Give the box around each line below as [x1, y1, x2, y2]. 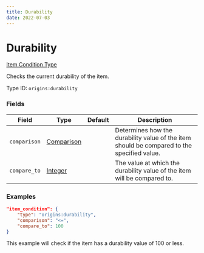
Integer [46, 166, 67, 174]
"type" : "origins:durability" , [17, 212, 97, 218]
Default [87, 115, 109, 124]
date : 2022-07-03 [6, 15, 50, 21]
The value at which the [115, 159, 180, 167]
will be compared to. [115, 174, 173, 182]
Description [137, 115, 172, 124]
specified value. [115, 149, 161, 157]
